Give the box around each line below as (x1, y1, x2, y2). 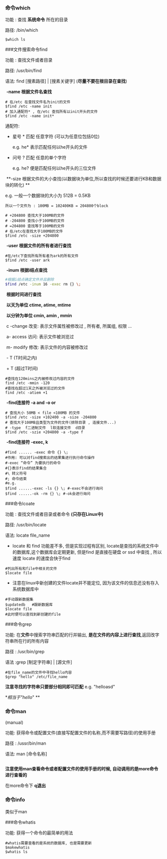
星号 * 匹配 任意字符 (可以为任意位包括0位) (12, 133, 100, 140)
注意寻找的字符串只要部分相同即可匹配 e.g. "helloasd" (5, 684, 115, 690)
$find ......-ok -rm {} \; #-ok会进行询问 (5, 491, 91, 496)
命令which (5, 4, 31, 11)
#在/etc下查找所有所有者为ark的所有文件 (5, 254, 79, 259)
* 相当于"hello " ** (5, 694, 40, 700)
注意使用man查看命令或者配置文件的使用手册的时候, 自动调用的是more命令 (5, 766, 159, 772)
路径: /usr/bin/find (5, 68, 42, 74)
